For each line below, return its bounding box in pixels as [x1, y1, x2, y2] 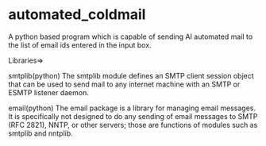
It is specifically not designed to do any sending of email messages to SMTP [8, 111, 258, 121]
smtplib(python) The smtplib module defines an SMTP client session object [8, 71, 254, 80]
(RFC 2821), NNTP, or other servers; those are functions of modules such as [8, 120, 258, 129]
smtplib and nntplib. [8, 129, 73, 138]
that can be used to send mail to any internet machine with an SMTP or [8, 79, 241, 89]
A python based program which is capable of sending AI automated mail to [8, 32, 253, 41]
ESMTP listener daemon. [8, 87, 89, 97]
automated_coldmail [8, 6, 146, 24]
